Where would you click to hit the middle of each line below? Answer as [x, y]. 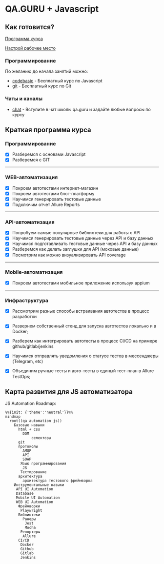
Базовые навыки [29, 425]
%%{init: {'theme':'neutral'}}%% [39, 413]
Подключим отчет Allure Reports [46, 204]
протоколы [28, 447]
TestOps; [21, 376]
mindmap [13, 417]
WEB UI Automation [35, 502]
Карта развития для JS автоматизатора [69, 392]
